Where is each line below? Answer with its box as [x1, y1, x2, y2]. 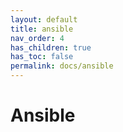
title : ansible [10, 24, 74, 34]
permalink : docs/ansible [10, 61, 114, 71]
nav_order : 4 [10, 33, 65, 43]
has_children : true [10, 42, 92, 53]
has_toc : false [10, 52, 74, 62]
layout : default [10, 14, 78, 25]
